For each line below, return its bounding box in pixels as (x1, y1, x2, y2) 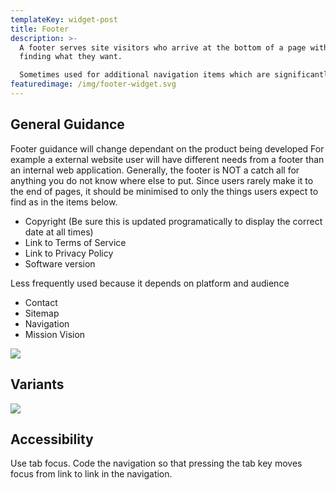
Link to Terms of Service (24, 236, 127, 248)
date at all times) (24, 226, 94, 238)
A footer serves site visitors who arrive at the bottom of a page (19, 42, 307, 53)
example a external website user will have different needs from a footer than (10, 153, 325, 165)
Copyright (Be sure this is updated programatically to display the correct (24, 215, 323, 227)
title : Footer (10, 24, 70, 34)
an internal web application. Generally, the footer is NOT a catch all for (10, 164, 300, 176)
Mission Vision (24, 328, 86, 340)
